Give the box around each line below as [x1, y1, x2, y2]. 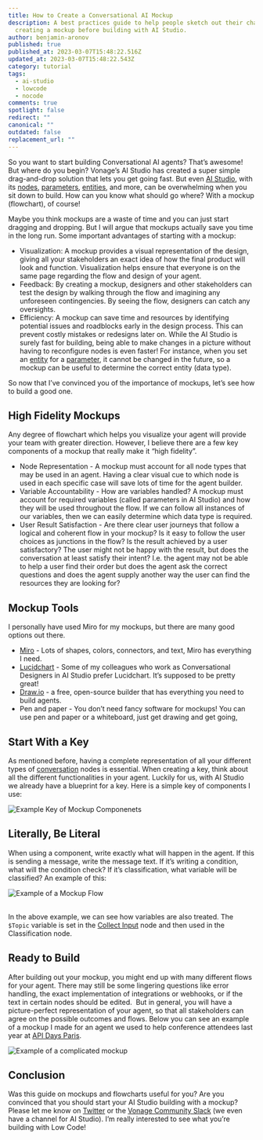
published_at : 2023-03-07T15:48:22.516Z [8, 48, 142, 56]
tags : [8, 70, 26, 78]
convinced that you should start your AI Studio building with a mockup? [8, 1098, 239, 1107]
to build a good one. [8, 386, 73, 396]
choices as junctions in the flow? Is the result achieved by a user [19, 537, 228, 546]
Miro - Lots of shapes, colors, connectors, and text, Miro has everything [19, 645, 252, 656]
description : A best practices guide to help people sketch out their [8, 19, 243, 27]
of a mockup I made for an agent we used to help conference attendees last [8, 1022, 253, 1032]
